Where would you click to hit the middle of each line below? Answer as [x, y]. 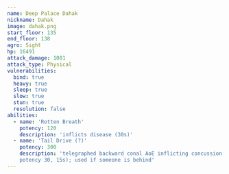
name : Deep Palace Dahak [43, 13]
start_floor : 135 [32, 33]
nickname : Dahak [30, 20]
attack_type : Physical [39, 64]
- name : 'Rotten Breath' [49, 122]
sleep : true [31, 90]
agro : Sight [24, 45]
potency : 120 [38, 128]
